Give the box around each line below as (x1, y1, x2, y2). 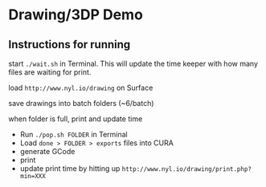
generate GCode (19, 147, 76, 156)
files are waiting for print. (8, 67, 92, 77)
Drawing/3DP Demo (8, 6, 143, 24)
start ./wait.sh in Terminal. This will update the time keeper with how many (8, 59, 259, 68)
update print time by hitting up (19, 164, 121, 173)
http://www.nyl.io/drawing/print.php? (121, 165, 252, 173)
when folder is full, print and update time (8, 114, 143, 124)
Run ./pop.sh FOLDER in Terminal (19, 130, 128, 139)
